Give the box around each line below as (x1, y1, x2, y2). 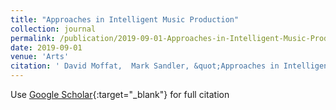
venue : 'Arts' (10, 52, 70, 62)
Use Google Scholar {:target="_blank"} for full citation (10, 89, 230, 100)
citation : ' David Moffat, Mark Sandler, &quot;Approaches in (10, 61, 280, 71)
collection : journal (10, 24, 97, 34)
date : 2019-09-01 (10, 42, 83, 53)
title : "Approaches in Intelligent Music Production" (10, 14, 240, 25)
